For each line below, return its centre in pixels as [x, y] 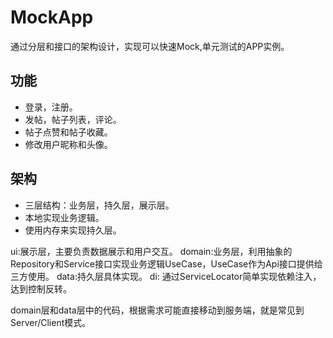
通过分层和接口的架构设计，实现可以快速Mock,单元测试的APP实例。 [150, 46]
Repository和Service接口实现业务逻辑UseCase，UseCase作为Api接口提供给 [166, 263]
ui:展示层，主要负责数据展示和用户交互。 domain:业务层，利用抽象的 [151, 251]
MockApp [52, 17]
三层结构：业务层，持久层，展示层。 [99, 205]
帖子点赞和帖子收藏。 [68, 132]
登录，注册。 [51, 107]
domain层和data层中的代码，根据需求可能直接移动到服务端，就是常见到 [157, 310]
